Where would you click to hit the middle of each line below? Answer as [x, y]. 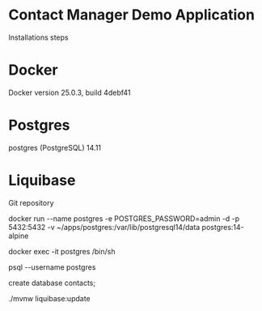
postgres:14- [223, 227]
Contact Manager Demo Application [131, 15]
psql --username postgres [52, 267]
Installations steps [38, 37]
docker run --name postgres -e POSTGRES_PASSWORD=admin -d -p [124, 218]
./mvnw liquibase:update [49, 298]
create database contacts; [52, 283]
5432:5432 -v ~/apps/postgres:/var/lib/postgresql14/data [104, 227]
